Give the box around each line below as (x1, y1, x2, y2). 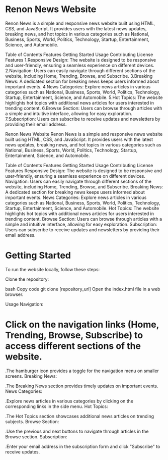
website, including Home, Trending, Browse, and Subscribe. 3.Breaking (5, 73, 153, 79)
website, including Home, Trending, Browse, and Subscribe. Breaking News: (5, 183, 163, 190)
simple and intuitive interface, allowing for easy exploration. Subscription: (5, 221, 157, 227)
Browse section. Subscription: (5, 433, 67, 440)
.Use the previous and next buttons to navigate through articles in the (5, 428, 149, 434)
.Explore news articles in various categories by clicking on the (5, 398, 134, 404)
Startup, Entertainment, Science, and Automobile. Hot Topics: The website (5, 205, 159, 211)
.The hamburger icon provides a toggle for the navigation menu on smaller (5, 368, 159, 374)
